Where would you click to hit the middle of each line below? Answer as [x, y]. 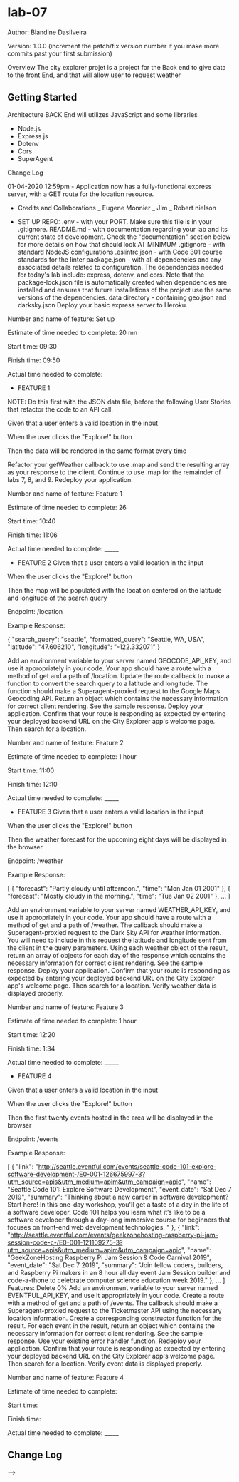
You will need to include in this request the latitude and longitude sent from [117, 940]
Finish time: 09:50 [34, 360]
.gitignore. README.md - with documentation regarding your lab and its [122, 229]
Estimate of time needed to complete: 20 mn [73, 332]
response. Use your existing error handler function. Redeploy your [104, 1341]
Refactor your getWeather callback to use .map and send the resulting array [118, 464]
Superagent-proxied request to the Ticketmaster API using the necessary [115, 1310]
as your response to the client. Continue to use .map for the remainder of [115, 472]
